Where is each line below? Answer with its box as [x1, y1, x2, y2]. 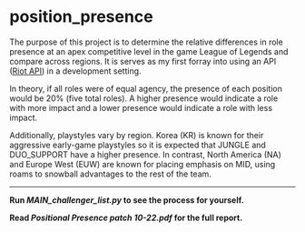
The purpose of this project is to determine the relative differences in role [9, 36, 283, 47]
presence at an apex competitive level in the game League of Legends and [9, 45, 289, 56]
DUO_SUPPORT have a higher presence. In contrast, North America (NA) [9, 148, 281, 160]
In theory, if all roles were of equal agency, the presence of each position [9, 83, 283, 94]
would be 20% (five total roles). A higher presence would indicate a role [9, 93, 279, 104]
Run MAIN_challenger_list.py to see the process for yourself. [9, 194, 244, 206]
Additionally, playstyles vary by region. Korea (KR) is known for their [9, 129, 264, 140]
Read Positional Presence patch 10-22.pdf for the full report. [9, 212, 243, 223]
